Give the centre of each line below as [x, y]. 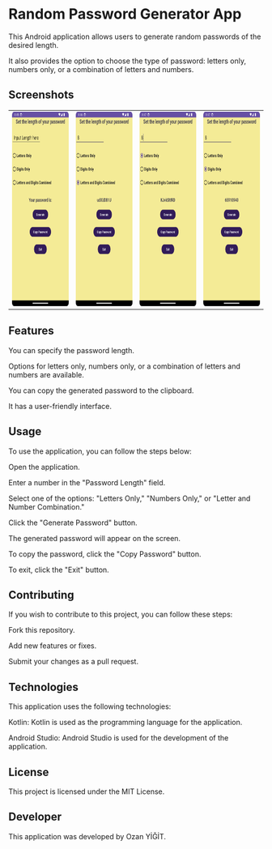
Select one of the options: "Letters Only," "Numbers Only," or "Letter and [130, 498]
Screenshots [41, 95]
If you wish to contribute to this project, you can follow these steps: [121, 614]
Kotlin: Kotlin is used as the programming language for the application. [125, 723]
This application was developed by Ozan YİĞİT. [87, 836]
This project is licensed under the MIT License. [87, 791]
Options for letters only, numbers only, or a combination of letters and [125, 366]
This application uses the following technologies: [90, 706]
